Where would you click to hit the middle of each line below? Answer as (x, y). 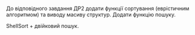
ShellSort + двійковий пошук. (43, 26)
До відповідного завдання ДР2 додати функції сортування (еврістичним (98, 8)
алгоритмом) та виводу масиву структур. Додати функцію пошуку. (91, 15)
